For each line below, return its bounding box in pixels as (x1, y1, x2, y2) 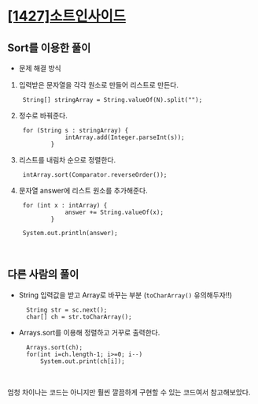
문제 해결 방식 (18, 64, 61, 73)
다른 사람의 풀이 (7, 267, 79, 281)
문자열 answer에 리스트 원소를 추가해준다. (18, 186, 148, 195)
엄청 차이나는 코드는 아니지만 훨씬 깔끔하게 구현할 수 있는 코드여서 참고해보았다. (7, 387, 251, 397)
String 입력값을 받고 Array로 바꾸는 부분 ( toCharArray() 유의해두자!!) (18, 290, 233, 300)
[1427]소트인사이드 (7, 7, 127, 25)
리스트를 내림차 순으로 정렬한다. (18, 155, 116, 164)
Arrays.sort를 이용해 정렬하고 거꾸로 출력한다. (18, 327, 160, 337)
